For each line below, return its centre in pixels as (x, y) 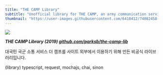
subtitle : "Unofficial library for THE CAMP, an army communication (76, 14)
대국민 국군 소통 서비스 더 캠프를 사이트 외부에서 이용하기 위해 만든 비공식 (74, 52)
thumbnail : (16, 19)
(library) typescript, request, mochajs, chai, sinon (54, 67)
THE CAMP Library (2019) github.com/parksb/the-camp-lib (67, 41)
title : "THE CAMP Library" (32, 9)
